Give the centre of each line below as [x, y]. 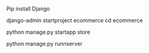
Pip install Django [28, 9]
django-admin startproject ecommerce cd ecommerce [75, 20]
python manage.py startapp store [48, 32]
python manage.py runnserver [45, 44]
